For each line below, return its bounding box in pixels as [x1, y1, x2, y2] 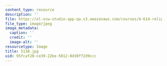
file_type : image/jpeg [5, 21, 52, 26]
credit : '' [9, 35, 32, 40]
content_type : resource [5, 7, 55, 12]
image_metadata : [5, 26, 39, 31]
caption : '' [9, 30, 35, 35]
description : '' [5, 12, 39, 17]
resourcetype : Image [5, 44, 48, 49]
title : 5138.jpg [5, 49, 39, 54]
